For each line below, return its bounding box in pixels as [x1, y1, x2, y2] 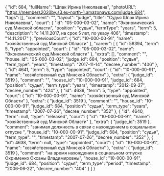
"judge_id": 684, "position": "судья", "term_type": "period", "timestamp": [5, 160, 152, 166]
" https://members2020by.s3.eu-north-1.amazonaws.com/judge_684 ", [5, 9, 146, 15]
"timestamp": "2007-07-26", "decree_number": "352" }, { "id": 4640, [5, 108, 144, 114]
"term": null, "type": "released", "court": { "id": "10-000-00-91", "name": [5, 114, 150, 119]
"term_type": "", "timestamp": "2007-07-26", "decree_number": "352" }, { [5, 134, 153, 140]
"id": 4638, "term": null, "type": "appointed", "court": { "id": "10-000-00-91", [5, 140, 159, 145]
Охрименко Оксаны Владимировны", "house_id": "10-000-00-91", [5, 155, 141, 161]
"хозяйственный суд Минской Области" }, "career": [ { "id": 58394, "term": [5, 41, 160, 46]
